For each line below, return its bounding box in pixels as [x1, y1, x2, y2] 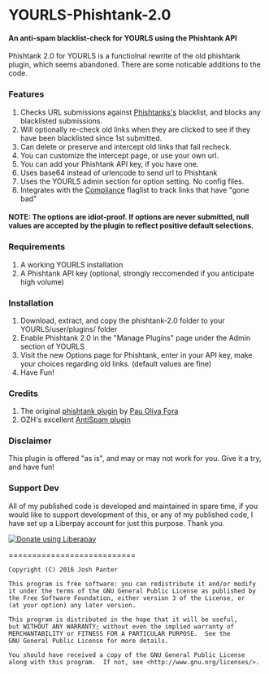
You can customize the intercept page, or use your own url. [20, 150, 219, 160]
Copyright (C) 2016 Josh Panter [8, 565, 118, 574]
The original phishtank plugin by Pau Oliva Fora [20, 407, 179, 416]
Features [8, 89, 45, 100]
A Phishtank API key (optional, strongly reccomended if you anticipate [20, 268, 254, 278]
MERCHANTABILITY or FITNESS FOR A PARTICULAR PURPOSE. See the [8, 629, 231, 637]
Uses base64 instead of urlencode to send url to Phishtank [20, 167, 218, 177]
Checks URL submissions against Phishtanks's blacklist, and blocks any [20, 107, 262, 117]
